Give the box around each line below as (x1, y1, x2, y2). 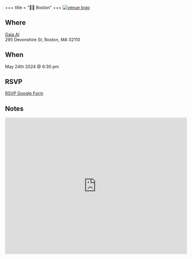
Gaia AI (5, 32, 19, 37)
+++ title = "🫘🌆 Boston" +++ (5, 5, 62, 10)
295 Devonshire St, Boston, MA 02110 (5, 36, 80, 42)
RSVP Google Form (5, 90, 44, 97)
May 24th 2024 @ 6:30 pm (5, 64, 59, 69)
